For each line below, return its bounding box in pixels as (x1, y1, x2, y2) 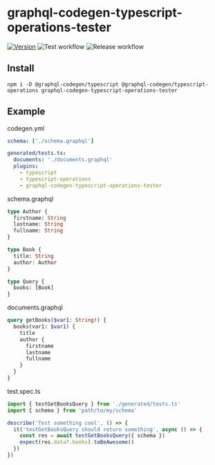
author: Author (13, 259, 57, 266)
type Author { (7, 208, 48, 215)
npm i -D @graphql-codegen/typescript (7, 81, 119, 88)
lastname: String (13, 221, 64, 228)
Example (7, 106, 46, 118)
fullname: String (13, 227, 64, 235)
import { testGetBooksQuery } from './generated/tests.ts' (7, 400, 181, 408)
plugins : (13, 163, 39, 170)
